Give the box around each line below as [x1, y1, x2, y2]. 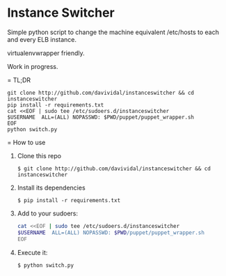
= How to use [7, 138, 46, 146]
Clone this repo [17, 151, 61, 160]
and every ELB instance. [7, 35, 77, 43]
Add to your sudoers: [17, 209, 79, 217]
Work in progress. [7, 62, 58, 70]
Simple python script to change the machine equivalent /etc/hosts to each [7, 28, 219, 36]
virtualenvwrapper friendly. [7, 49, 85, 57]
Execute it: [17, 248, 48, 256]
